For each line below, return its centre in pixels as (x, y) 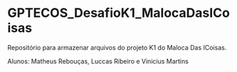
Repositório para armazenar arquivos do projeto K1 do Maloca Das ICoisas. (117, 47)
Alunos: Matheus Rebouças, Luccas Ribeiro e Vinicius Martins (98, 61)
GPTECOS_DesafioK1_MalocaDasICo (118, 13)
